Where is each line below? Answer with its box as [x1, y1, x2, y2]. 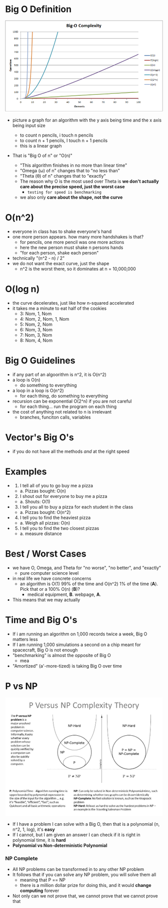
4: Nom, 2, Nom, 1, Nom [19, 316, 69, 322]
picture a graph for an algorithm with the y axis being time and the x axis [12, 117, 161, 123]
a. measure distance [19, 531, 62, 537]
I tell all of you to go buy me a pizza [19, 482, 93, 488]
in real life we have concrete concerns [12, 575, 91, 581]
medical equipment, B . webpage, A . [27, 591, 101, 597]
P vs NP [5, 680, 38, 692]
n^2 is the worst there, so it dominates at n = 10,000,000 [19, 266, 136, 272]
